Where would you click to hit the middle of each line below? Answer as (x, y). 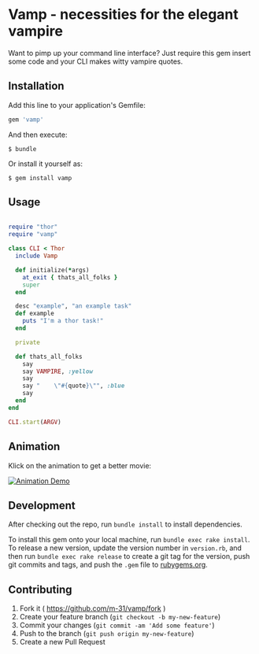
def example (35, 314)
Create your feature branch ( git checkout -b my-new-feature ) (120, 617)
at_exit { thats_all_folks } (70, 277)
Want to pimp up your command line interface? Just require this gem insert (129, 53)
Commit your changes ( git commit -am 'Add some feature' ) (117, 625)
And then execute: (38, 135)
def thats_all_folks (49, 357)
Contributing (40, 589)
